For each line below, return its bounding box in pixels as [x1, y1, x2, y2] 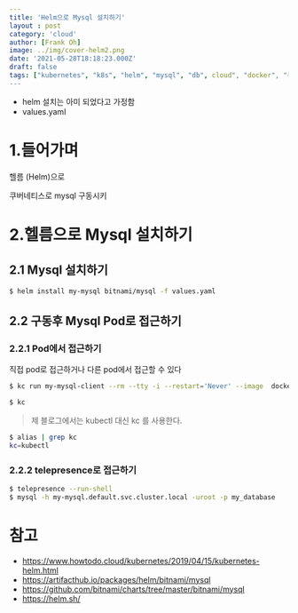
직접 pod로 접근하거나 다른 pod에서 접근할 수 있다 [9, 364, 182, 375]
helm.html [21, 565, 59, 576]
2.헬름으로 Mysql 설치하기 [9, 224, 193, 244]
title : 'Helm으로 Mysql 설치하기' [9, 12, 126, 22]
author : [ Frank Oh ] [9, 37, 82, 47]
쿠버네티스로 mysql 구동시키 [9, 190, 107, 201]
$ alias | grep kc [9, 433, 77, 442]
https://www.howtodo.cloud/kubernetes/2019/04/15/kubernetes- [21, 555, 260, 566]
